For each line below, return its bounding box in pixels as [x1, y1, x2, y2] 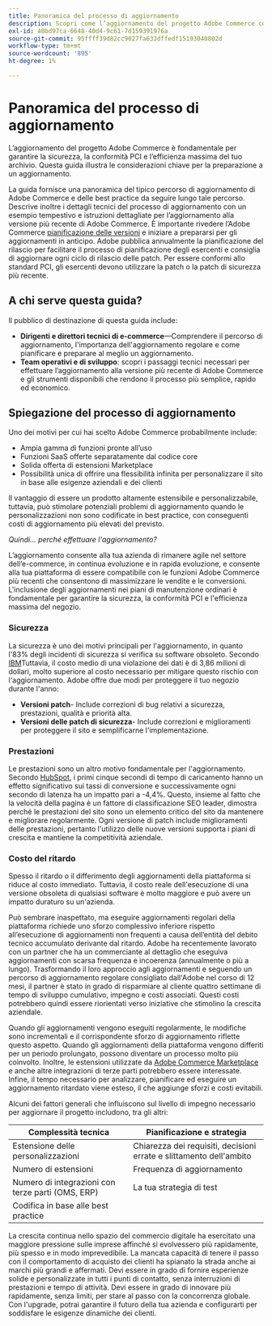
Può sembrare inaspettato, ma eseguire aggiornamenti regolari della [8, 912, 236, 923]
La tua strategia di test [133, 1182, 218, 1193]
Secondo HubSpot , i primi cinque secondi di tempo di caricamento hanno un [8, 772, 263, 782]
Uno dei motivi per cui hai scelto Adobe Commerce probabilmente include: [8, 427, 257, 437]
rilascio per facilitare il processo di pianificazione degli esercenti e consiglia [8, 244, 261, 254]
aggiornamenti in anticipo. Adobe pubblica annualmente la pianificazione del [8, 236, 264, 245]
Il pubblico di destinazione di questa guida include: [8, 315, 178, 325]
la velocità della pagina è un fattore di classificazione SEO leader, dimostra [8, 798, 257, 808]
